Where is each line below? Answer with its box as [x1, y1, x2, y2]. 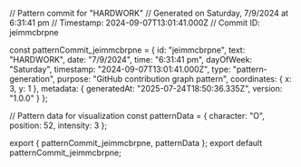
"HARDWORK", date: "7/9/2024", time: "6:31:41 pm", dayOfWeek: [9, 54, 252, 64]
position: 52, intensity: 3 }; [9, 120, 107, 131]
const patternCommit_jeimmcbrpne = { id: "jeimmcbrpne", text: [9, 44, 246, 55]
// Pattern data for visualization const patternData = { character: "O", [9, 111, 266, 121]
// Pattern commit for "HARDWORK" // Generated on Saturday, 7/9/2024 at [9, 8, 288, 18]
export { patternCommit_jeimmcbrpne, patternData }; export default [9, 138, 263, 148]
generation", [9, 74, 56, 84]
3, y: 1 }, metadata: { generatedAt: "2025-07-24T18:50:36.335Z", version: [9, 83, 283, 93]
